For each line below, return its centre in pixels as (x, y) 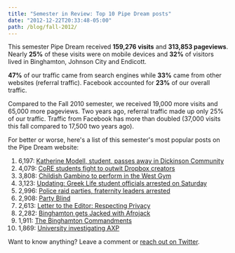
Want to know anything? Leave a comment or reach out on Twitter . (104, 242)
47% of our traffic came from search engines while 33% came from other (115, 75)
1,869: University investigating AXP (69, 228)
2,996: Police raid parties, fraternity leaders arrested (94, 191)
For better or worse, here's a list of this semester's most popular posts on (114, 140)
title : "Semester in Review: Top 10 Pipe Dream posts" (90, 14)
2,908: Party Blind (44, 198)
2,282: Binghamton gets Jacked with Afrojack (84, 213)
